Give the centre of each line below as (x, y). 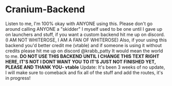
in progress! (18, 78)
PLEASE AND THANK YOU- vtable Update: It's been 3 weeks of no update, (85, 67)
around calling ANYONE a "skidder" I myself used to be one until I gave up (84, 29)
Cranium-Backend (45, 9)
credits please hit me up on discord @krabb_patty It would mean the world (84, 51)
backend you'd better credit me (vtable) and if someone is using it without (84, 45)
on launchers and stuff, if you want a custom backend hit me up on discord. (85, 34)
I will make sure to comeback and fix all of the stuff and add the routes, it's (84, 72)
